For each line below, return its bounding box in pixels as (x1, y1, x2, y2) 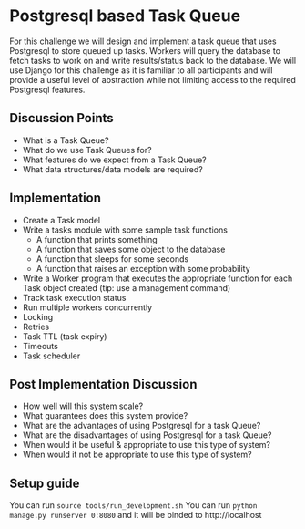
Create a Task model (22, 214, 101, 225)
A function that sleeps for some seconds (36, 253, 189, 264)
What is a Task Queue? (22, 134, 109, 146)
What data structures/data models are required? (22, 163, 203, 174)
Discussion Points (9, 110, 114, 126)
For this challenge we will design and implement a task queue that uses (9, 36, 277, 47)
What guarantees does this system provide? (22, 410, 188, 421)
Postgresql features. (9, 84, 86, 95)
